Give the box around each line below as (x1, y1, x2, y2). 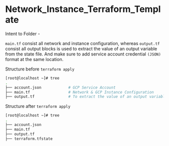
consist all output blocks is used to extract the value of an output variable (5, 45, 157, 51)
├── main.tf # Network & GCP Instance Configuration (5, 89, 154, 94)
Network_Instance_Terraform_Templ (5, 3, 161, 15)
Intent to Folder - (5, 30, 40, 36)
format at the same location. (5, 56, 64, 62)
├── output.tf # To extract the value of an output (5, 94, 147, 99)
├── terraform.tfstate (5, 136, 53, 141)
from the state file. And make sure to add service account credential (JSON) (5, 51, 161, 57)
